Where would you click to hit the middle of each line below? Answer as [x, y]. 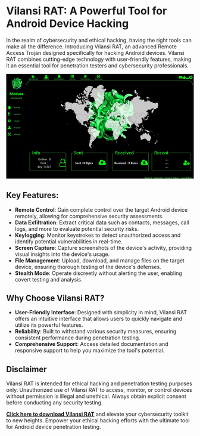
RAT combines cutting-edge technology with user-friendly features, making [99, 59]
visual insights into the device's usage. [62, 254]
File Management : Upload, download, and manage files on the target [99, 260]
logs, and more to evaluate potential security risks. [76, 228]
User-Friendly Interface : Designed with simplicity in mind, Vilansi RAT [101, 313]
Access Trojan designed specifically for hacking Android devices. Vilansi [95, 52]
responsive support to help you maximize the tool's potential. [90, 351]
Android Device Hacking [68, 24]
